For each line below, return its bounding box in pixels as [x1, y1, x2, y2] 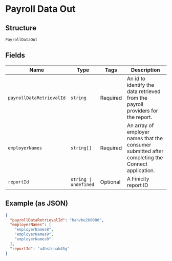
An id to [126, 75, 146, 82]
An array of [126, 122, 154, 129]
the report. [126, 114, 153, 121]
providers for [126, 107, 158, 114]
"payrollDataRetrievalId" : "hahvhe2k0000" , [10, 217, 104, 222]
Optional [100, 178, 121, 185]
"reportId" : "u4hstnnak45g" [10, 246, 70, 251]
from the [126, 94, 147, 101]
